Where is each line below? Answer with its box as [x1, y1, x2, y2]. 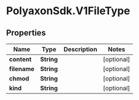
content [9, 55, 32, 63]
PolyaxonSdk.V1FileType [6, 4, 130, 18]
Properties [6, 28, 46, 38]
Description [63, 46, 98, 53]
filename [9, 65, 35, 73]
